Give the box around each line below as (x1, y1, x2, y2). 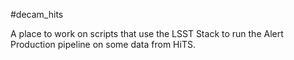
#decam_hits (10, 9, 64, 20)
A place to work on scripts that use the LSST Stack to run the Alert (10, 28, 284, 39)
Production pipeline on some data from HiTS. (10, 39, 196, 50)
